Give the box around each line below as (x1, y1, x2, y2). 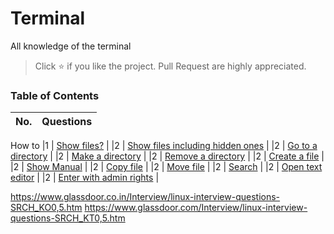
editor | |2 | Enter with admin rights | (10, 172, 160, 184)
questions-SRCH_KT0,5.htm (10, 212, 126, 224)
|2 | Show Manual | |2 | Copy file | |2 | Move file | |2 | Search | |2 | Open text (10, 161, 323, 173)
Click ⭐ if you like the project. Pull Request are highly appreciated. (34, 60, 307, 72)
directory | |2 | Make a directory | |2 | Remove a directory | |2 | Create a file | (10, 150, 325, 162)
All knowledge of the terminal (10, 40, 132, 52)
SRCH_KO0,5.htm (10, 202, 83, 214)
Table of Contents (10, 88, 100, 102)
